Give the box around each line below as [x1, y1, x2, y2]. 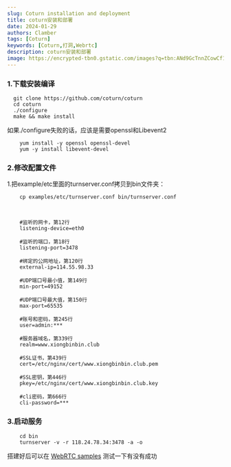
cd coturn [13, 101, 41, 108]
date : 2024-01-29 [7, 23, 57, 30]
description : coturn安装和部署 [7, 49, 91, 56]
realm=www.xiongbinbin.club [19, 342, 100, 349]
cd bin [19, 433, 38, 439]
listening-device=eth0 [19, 225, 85, 232]
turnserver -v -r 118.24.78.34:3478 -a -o [19, 439, 143, 446]
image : [7, 55, 26, 62]
